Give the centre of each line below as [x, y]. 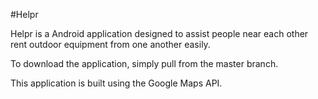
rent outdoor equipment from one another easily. [110, 44]
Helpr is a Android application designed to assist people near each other [159, 33]
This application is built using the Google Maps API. [116, 83]
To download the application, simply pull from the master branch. [144, 63]
